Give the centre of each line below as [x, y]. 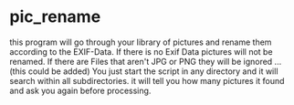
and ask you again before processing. [80, 90]
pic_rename [55, 17]
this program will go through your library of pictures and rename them [141, 42]
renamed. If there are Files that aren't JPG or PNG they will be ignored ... [146, 61]
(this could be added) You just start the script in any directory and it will [144, 71]
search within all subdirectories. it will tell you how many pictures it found [147, 80]
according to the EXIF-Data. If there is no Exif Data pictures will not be [141, 51]
